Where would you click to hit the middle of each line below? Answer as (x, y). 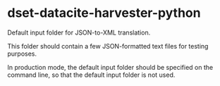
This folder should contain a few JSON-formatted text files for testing (108, 46)
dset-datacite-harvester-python (104, 13)
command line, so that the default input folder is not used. (91, 75)
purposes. (22, 54)
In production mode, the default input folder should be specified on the (110, 67)
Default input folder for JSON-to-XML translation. (79, 32)
